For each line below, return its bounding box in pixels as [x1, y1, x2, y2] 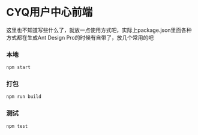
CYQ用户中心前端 [6, 5, 93, 19]
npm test [6, 123, 28, 129]
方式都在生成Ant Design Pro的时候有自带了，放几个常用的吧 [6, 34, 154, 41]
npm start [6, 64, 31, 71]
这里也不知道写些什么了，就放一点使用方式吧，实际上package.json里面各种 [6, 26, 192, 34]
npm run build [6, 94, 42, 100]
